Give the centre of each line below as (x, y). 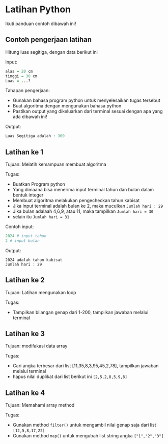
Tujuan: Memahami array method (40, 405)
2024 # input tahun (26, 236)
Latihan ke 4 (25, 393)
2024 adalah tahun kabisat (34, 260)
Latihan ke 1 (24, 152)
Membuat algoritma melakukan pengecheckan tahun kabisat (76, 201)
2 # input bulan (22, 241)
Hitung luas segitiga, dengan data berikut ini (51, 52)
